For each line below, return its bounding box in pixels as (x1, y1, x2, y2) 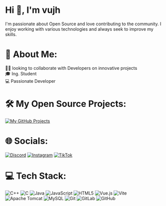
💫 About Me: (5, 49, 58, 60)
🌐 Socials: (5, 136, 48, 147)
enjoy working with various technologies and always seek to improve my (5, 26, 154, 32)
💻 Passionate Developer (5, 78, 56, 84)
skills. (5, 31, 17, 37)
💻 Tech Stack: (5, 170, 67, 181)
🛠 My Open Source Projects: (5, 99, 127, 109)
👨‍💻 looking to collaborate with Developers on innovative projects (5, 65, 138, 71)
